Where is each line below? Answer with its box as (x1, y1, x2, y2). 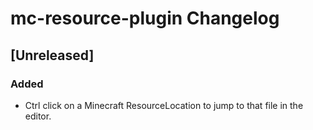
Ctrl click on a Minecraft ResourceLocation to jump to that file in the (24, 99, 304, 111)
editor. (24, 110, 52, 122)
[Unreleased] (10, 47, 95, 64)
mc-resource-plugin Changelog (10, 7, 280, 30)
